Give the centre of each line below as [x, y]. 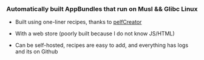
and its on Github [36, 52]
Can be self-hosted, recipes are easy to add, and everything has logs [102, 45]
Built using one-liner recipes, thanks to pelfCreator [78, 22]
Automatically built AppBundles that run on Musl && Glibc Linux [102, 9]
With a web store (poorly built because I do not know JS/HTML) [95, 34]
